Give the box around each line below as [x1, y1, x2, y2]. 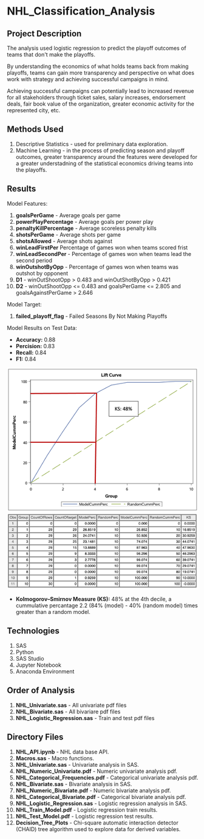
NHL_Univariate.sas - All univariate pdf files [15, 701, 127, 709]
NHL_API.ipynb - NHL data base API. [15, 748, 109, 755]
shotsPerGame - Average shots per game [15, 231, 121, 238]
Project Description [7, 29, 82, 39]
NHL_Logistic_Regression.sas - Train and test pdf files [15, 714, 155, 721]
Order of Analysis [7, 686, 75, 696]
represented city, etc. [7, 107, 61, 113]
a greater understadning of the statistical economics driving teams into [15, 160, 194, 167]
